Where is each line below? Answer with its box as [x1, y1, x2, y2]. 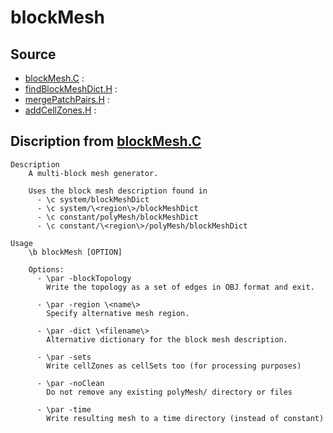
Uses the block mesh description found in [28, 186, 208, 196]
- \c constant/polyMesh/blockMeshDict [36, 212, 199, 222]
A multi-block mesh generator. [28, 168, 159, 178]
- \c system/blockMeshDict [36, 194, 150, 205]
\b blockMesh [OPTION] [28, 247, 123, 257]
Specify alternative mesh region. [46, 308, 190, 318]
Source [10, 46, 57, 63]
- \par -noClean [36, 378, 105, 388]
